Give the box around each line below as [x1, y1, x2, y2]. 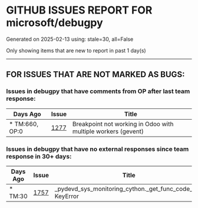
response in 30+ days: [6, 152, 72, 160]
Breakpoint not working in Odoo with [72, 120, 174, 128]
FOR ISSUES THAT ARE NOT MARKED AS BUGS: [6, 70, 185, 80]
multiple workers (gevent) [72, 127, 144, 136]
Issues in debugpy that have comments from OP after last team [6, 87, 190, 95]
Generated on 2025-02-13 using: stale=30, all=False [6, 35, 134, 42]
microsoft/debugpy [6, 16, 103, 29]
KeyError [54, 192, 80, 200]
